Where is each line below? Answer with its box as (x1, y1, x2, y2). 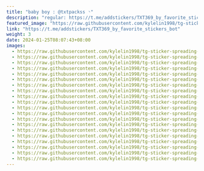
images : (6, 43, 26, 49)
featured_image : (6, 20, 47, 26)
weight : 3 (6, 32, 32, 38)
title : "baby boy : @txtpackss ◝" (6, 8, 94, 15)
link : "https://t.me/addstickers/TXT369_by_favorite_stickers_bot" (6, 25, 181, 32)
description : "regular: (6, 15, 67, 21)
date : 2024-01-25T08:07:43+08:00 (6, 37, 91, 43)
